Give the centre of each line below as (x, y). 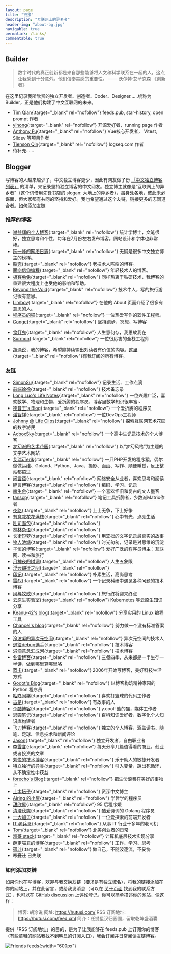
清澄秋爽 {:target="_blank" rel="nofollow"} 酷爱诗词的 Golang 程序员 (84, 811)
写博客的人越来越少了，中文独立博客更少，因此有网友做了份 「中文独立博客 (84, 180)
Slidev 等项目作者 (31, 138)
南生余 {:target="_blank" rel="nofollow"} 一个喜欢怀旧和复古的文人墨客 (86, 491)
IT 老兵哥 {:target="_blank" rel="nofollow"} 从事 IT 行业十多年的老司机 (85, 824)
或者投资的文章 (28, 753)
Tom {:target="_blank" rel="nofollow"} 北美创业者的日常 (70, 830)
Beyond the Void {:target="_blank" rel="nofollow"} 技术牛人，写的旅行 (85, 289)
